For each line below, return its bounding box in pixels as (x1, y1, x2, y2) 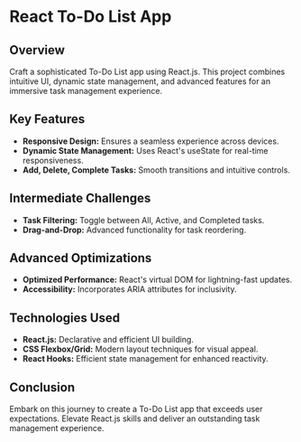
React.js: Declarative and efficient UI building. (22, 334, 194, 345)
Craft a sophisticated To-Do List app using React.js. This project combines (9, 66, 286, 77)
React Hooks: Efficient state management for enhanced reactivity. (22, 353, 269, 364)
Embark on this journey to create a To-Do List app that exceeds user (9, 404, 263, 415)
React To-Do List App (9, 6, 172, 27)
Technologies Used (9, 310, 120, 325)
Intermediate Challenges (9, 191, 151, 206)
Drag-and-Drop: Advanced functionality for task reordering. (22, 224, 247, 235)
